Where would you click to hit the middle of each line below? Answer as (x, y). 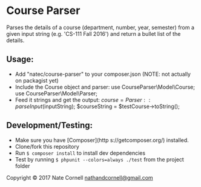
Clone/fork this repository (47, 146)
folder (22, 166)
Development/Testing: (49, 125)
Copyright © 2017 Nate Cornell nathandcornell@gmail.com (80, 177)
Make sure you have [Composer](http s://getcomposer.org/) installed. (102, 140)
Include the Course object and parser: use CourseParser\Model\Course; (105, 87)
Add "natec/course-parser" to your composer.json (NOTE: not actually (103, 74)
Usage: (20, 59)
